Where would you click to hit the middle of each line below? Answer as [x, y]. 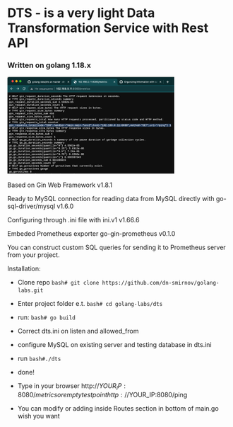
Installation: [24, 268]
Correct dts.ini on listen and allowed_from [78, 331]
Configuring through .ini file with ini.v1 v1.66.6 [73, 220]
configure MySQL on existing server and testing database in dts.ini [114, 344]
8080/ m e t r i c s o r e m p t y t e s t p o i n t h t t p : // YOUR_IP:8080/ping [102, 395]
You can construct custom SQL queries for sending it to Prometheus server [116, 247]
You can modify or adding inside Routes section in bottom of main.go [118, 409]
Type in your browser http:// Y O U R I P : [71, 386]
